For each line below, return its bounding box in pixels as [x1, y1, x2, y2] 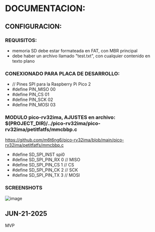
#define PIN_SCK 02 [12, 97, 53, 102]
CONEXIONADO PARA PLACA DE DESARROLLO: [5, 70, 120, 77]
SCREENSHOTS [5, 184, 43, 191]
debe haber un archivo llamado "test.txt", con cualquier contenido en [12, 53, 151, 59]
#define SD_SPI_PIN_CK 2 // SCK [12, 167, 78, 173]
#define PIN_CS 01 [12, 92, 50, 98]
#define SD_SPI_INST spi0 [12, 151, 65, 158]
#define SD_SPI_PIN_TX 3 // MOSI [12, 172, 80, 178]
